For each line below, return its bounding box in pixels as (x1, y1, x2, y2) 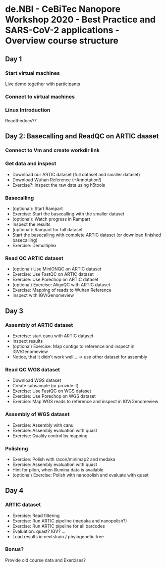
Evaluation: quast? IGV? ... (12, 528, 66, 534)
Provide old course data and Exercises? (5, 557, 86, 563)
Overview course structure (5, 35, 119, 47)
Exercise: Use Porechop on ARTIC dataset (12, 276, 99, 283)
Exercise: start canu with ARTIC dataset (12, 333, 94, 339)
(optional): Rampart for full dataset (12, 227, 83, 232)
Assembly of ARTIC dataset (5, 321, 73, 328)
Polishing (5, 445, 28, 452)
